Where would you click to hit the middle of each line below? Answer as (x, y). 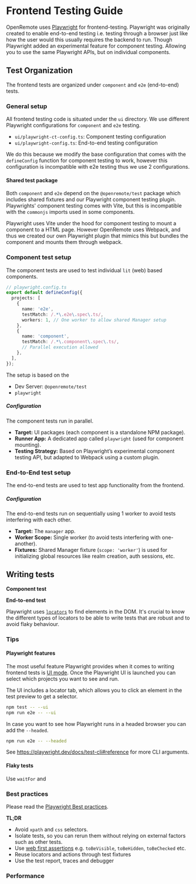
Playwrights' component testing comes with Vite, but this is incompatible (94, 206)
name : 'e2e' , (38, 309)
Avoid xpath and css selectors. (51, 829)
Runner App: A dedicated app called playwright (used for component (99, 438)
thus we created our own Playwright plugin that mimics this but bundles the (97, 236)
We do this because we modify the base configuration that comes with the (96, 155)
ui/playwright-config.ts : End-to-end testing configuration (86, 143)
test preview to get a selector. (42, 696)
